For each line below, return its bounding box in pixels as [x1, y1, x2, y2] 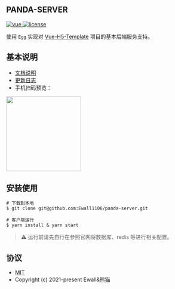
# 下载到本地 [6, 200, 34, 207]
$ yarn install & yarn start [6, 222, 79, 229]
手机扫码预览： [14, 84, 52, 91]
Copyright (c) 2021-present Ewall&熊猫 [14, 276, 110, 283]
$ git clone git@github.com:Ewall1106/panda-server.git [6, 205, 148, 211]
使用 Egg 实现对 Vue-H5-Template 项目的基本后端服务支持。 [6, 33, 153, 40]
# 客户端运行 [6, 217, 34, 223]
